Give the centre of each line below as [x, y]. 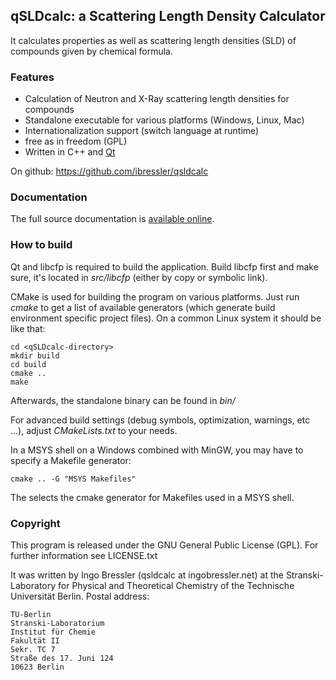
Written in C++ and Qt [70, 152]
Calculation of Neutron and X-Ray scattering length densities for [157, 99]
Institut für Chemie [53, 632]
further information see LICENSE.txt [84, 555]
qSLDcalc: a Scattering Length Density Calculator [168, 16]
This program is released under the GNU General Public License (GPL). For [164, 545]
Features [32, 77]
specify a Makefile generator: [71, 460]
